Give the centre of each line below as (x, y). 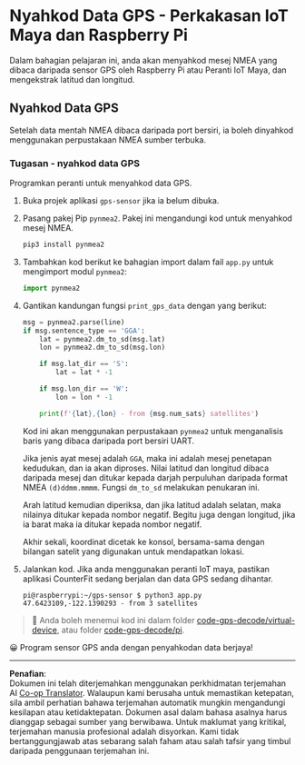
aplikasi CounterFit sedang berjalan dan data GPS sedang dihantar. (148, 579)
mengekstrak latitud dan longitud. (72, 79)
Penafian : (28, 673)
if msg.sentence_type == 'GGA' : (84, 331)
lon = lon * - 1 (84, 397)
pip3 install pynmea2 (63, 245)
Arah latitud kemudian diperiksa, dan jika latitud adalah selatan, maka (152, 504)
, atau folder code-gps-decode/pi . (121, 630)
